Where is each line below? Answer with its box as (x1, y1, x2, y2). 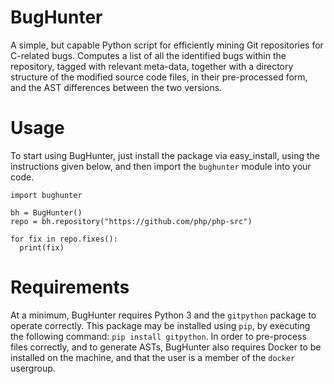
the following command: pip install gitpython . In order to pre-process (10, 330, 307, 342)
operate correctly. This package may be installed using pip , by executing (10, 319, 311, 331)
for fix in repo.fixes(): (10, 234, 118, 244)
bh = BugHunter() (10, 207, 83, 218)
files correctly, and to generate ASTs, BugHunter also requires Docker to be (10, 341, 322, 353)
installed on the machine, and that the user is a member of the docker (10, 351, 296, 363)
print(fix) (19, 242, 65, 253)
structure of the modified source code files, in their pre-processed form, (10, 71, 308, 83)
